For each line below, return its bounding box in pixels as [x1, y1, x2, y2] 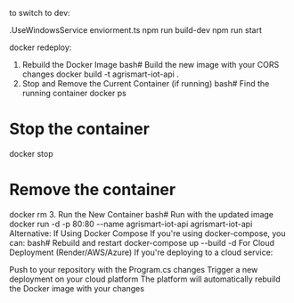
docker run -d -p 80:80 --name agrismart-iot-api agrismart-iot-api [9, 218, 253, 229]
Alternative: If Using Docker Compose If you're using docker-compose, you [9, 227, 287, 239]
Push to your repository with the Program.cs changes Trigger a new [9, 264, 258, 274]
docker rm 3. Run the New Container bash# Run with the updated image [9, 209, 274, 219]
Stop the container [9, 119, 150, 139]
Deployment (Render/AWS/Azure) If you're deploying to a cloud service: [9, 247, 274, 258]
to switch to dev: [9, 8, 70, 18]
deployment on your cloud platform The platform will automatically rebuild [9, 274, 281, 284]
